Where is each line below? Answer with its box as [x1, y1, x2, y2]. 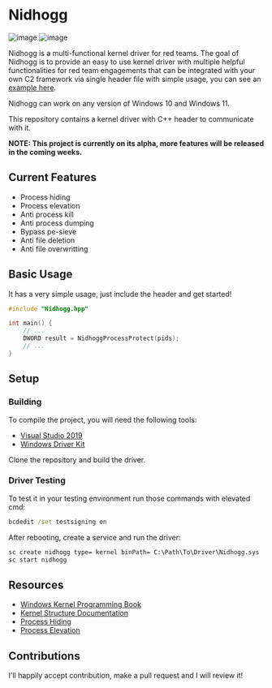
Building [8, 396, 42, 407]
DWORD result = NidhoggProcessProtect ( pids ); [23, 334, 180, 342]
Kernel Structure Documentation [19, 608, 128, 618]
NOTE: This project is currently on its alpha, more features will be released [8, 138, 265, 148]
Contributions [8, 649, 80, 663]
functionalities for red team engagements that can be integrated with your [8, 65, 256, 75]
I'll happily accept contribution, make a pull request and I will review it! [8, 671, 244, 681]
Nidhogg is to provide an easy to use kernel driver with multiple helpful [8, 57, 245, 67]
